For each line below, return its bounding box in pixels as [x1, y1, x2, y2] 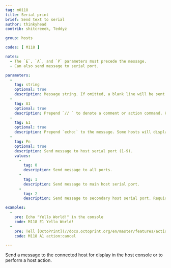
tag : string [14, 82, 40, 87]
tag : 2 [23, 191, 38, 196]
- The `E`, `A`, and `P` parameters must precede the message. [10, 59, 147, 64]
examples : [5, 205, 26, 210]
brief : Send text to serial [5, 17, 65, 22]
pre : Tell [14, 229, 36, 234]
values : [14, 153, 31, 158]
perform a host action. [5, 257, 52, 263]
